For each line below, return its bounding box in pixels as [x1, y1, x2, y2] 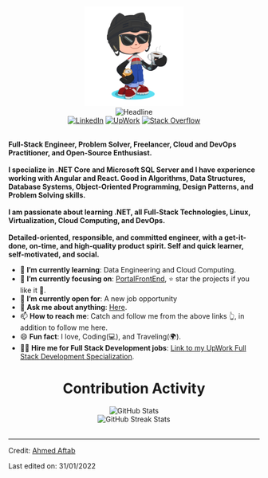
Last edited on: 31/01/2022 [8, 460, 96, 471]
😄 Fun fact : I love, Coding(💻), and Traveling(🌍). [19, 332, 182, 341]
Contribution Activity [62, 380, 206, 398]
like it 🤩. [19, 285, 46, 295]
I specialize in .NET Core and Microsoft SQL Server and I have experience [8, 165, 255, 174]
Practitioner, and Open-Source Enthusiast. [8, 148, 152, 157]
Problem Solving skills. [8, 190, 86, 200]
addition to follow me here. [19, 323, 108, 332]
